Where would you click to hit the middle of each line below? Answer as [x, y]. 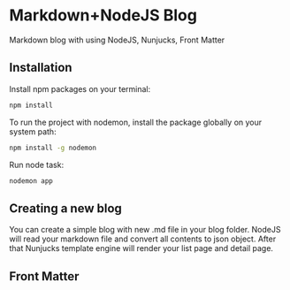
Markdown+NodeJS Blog [103, 15]
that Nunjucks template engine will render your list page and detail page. [141, 248]
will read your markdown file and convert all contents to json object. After [143, 239]
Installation [41, 68]
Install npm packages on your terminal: [80, 88]
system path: [33, 131]
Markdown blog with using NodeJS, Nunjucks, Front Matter [117, 40]
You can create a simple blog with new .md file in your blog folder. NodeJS [145, 230]
